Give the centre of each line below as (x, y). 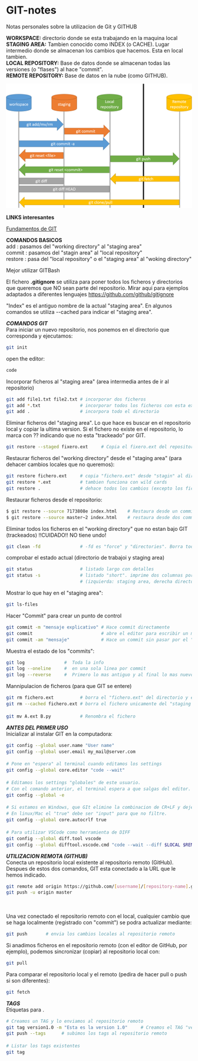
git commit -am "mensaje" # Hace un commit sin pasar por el (97, 640)
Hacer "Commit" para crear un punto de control (64, 616)
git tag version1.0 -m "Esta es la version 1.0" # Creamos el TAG (95, 1027)
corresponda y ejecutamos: (39, 336)
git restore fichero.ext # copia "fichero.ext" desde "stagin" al (95, 476)
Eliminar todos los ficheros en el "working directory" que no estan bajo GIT (97, 528)
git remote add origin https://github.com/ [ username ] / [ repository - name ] (97, 886)
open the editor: (26, 358)
